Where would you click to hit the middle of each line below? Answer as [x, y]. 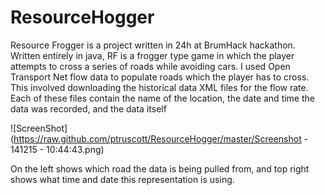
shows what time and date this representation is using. [122, 179]
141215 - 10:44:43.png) [57, 149]
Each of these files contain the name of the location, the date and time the [162, 98]
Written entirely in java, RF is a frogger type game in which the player [152, 55]
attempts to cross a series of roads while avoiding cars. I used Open [150, 66]
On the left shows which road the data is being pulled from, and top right [160, 168]
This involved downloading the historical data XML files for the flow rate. [159, 87]
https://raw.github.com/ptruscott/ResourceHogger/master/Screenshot [157, 138]
